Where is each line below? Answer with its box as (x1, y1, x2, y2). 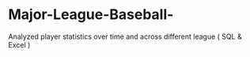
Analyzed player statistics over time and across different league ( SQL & (8, 32, 243, 41)
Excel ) (8, 40, 31, 49)
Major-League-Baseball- (8, 6, 174, 24)
